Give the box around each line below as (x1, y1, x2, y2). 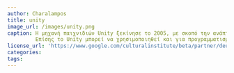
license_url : (7, 42, 45, 49)
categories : (7, 49, 42, 56)
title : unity (7, 17, 45, 24)
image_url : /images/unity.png (7, 23, 95, 30)
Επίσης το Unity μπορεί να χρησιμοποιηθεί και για (35, 36, 186, 43)
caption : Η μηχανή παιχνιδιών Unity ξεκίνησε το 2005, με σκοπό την (7, 29, 210, 37)
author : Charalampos (7, 10, 68, 17)
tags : (7, 56, 23, 63)
